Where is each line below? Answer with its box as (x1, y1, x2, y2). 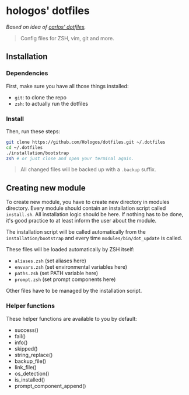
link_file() (14, 363, 37, 370)
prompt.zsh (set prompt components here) (14, 276, 116, 283)
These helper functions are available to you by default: (6, 315, 137, 322)
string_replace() (14, 351, 53, 358)
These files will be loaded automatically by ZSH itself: (6, 246, 135, 253)
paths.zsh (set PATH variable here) (14, 270, 99, 277)
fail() (14, 332, 26, 339)
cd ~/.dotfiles (6, 144, 43, 150)
